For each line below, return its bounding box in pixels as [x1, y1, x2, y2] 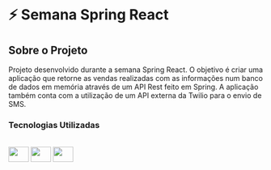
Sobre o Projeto [8, 43, 88, 57]
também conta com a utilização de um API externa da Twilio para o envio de [8, 91, 262, 100]
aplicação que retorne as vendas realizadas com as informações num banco [8, 74, 263, 83]
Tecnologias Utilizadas [8, 119, 100, 130]
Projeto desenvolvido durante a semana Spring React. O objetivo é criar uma [8, 65, 264, 74]
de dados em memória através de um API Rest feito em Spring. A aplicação [8, 82, 259, 91]
